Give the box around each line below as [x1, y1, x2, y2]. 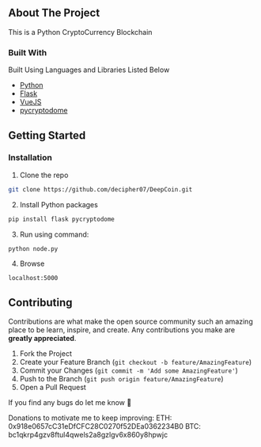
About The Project [8, 6, 100, 20]
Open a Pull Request [19, 383, 87, 392]
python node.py [8, 244, 59, 252]
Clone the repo [19, 170, 69, 180]
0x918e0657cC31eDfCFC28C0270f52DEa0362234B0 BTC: [8, 422, 202, 431]
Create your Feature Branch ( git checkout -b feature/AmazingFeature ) [19, 358, 252, 367]
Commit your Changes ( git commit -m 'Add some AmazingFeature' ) [19, 366, 239, 375]
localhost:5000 [8, 275, 59, 282]
